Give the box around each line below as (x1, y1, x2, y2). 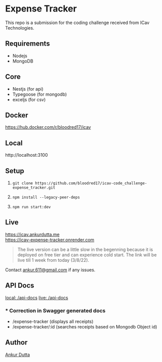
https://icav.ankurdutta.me (5, 231, 60, 237)
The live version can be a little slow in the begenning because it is (17, 246, 153, 252)
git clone (12, 181, 33, 186)
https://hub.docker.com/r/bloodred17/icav (5, 124, 91, 130)
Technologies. (5, 25, 34, 31)
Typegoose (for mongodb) (12, 91, 67, 97)
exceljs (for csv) (12, 96, 46, 103)
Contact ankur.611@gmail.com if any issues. (5, 266, 96, 273)
